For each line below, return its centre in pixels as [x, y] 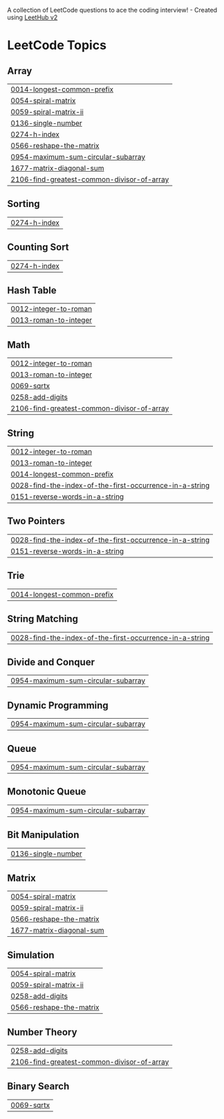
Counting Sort [38, 248]
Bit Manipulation [43, 835]
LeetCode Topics [57, 45]
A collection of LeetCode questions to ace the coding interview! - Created [112, 10]
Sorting [24, 204]
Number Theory [42, 1032]
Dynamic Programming [58, 705]
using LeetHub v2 [32, 17]
